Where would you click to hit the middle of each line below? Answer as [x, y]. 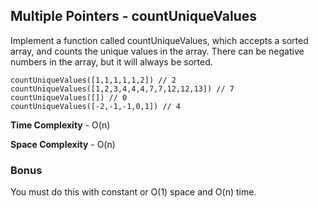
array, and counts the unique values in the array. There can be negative [157, 51]
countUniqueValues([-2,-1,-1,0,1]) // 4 [96, 106]
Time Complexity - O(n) [60, 125]
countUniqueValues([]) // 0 [69, 97]
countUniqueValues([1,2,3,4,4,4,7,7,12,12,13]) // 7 [122, 89]
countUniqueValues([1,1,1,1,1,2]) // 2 [93, 80]
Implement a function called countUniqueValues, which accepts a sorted [159, 40]
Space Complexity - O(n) [63, 144]
